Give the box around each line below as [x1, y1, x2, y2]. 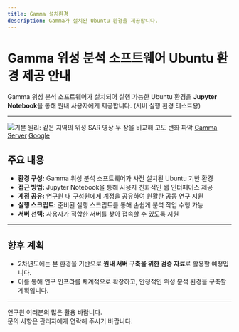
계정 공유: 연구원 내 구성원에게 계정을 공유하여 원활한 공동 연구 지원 [17, 192, 204, 200]
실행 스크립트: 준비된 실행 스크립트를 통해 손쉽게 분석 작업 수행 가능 [17, 201, 204, 209]
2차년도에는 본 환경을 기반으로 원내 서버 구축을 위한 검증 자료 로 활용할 [17, 259, 211, 268]
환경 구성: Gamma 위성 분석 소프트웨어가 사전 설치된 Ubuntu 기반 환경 [17, 174, 213, 182]
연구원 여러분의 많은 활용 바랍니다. [7, 308, 102, 317]
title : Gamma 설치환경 [7, 10, 69, 18]
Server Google [7, 131, 50, 140]
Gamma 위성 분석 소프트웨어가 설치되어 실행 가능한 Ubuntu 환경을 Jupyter [7, 93, 218, 101]
